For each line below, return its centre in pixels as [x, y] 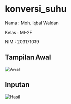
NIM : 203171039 [22, 42]
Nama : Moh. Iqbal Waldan [32, 23]
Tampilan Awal [28, 57]
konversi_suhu [36, 9]
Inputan [17, 85]
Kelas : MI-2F [18, 32]
